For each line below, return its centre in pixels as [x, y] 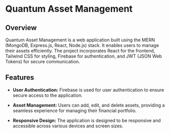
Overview [21, 28]
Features [20, 78]
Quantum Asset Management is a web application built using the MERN [80, 40]
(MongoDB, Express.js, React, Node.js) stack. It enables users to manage [82, 45]
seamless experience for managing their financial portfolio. [75, 111]
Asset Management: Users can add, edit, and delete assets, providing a [89, 105]
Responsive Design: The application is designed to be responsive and [87, 120]
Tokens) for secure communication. [43, 61]
